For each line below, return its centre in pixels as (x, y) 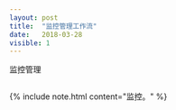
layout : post (34, 18)
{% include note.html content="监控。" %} (88, 96)
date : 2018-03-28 (46, 34)
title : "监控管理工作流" (53, 26)
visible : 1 (30, 43)
